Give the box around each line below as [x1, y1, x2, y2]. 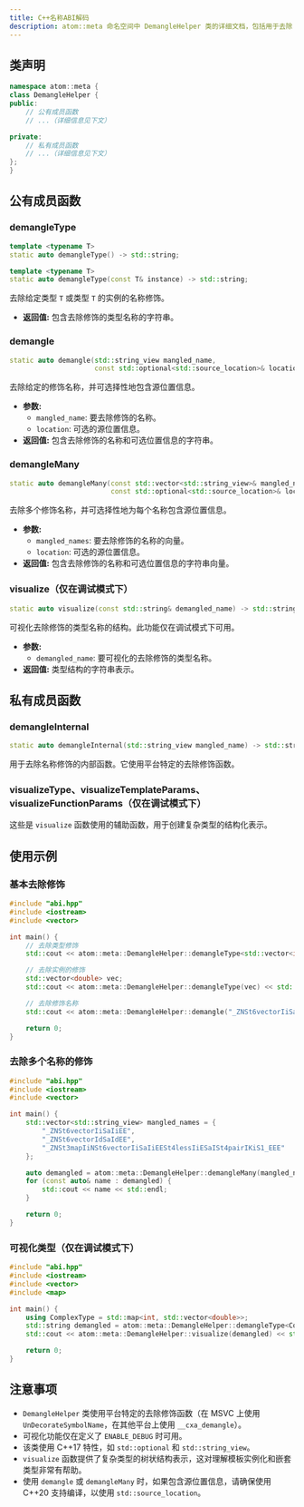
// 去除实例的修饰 [25, 965, 86, 975]
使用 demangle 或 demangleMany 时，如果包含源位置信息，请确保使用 [22, 1475, 271, 1486]
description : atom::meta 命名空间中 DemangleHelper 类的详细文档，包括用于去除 [9, 22, 293, 31]
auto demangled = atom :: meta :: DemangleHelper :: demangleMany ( [25, 1168, 261, 1178]
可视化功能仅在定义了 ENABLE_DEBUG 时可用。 [22, 1430, 187, 1441]
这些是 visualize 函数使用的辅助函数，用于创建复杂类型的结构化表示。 [9, 819, 273, 830]
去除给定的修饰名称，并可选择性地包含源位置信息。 [9, 382, 200, 393]
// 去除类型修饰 [25, 941, 79, 950]
